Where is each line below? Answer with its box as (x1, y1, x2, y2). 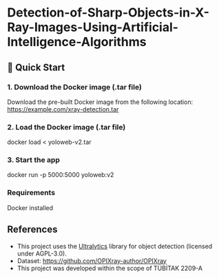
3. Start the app (7, 155, 61, 165)
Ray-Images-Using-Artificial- (7, 19, 179, 35)
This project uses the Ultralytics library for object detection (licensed (17, 242, 213, 250)
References (7, 224, 58, 236)
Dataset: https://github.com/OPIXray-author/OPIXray (17, 256, 167, 265)
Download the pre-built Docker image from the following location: (7, 98, 194, 106)
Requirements (7, 188, 56, 198)
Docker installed (7, 203, 54, 211)
